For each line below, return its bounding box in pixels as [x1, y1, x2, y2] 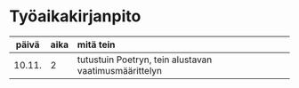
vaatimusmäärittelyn [77, 64, 163, 76]
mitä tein [77, 38, 116, 51]
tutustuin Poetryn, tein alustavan [77, 53, 213, 66]
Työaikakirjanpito [9, 6, 141, 27]
